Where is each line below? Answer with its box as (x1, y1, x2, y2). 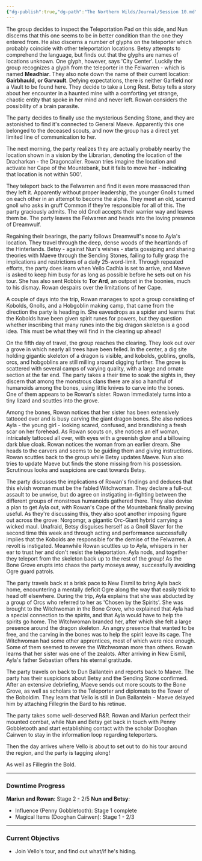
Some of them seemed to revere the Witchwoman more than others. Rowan (6, 643, 193, 650)
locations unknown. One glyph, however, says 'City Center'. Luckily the (6, 57, 182, 65)
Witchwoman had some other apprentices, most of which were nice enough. (6, 637, 195, 644)
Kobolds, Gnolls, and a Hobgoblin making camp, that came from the (6, 302, 174, 309)
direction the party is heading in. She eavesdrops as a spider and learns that (6, 308, 195, 316)
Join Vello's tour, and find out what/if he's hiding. (14, 848, 137, 855)
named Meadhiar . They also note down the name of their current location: (6, 70, 191, 77)
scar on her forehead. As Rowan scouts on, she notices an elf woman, (6, 428, 180, 435)
